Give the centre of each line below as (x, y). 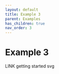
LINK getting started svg (30, 66)
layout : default (22, 10)
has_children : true (25, 23)
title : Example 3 (23, 14)
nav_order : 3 (18, 28)
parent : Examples (23, 19)
